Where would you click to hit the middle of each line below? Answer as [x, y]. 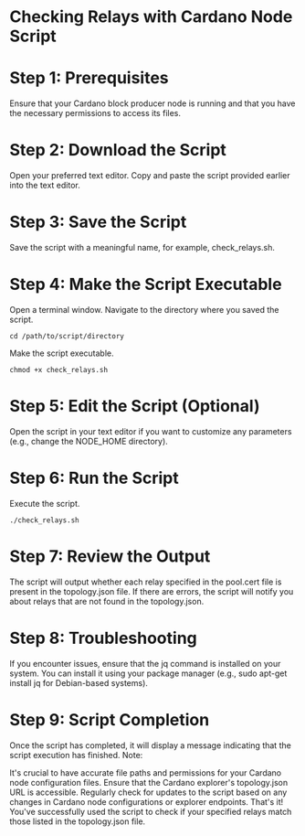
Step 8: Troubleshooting [104, 638]
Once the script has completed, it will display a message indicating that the [151, 745]
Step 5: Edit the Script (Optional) [135, 407]
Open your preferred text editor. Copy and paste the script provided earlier [150, 176]
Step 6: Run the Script [95, 478]
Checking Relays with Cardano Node [151, 17]
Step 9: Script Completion [110, 719]
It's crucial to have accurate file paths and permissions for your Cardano [145, 772]
